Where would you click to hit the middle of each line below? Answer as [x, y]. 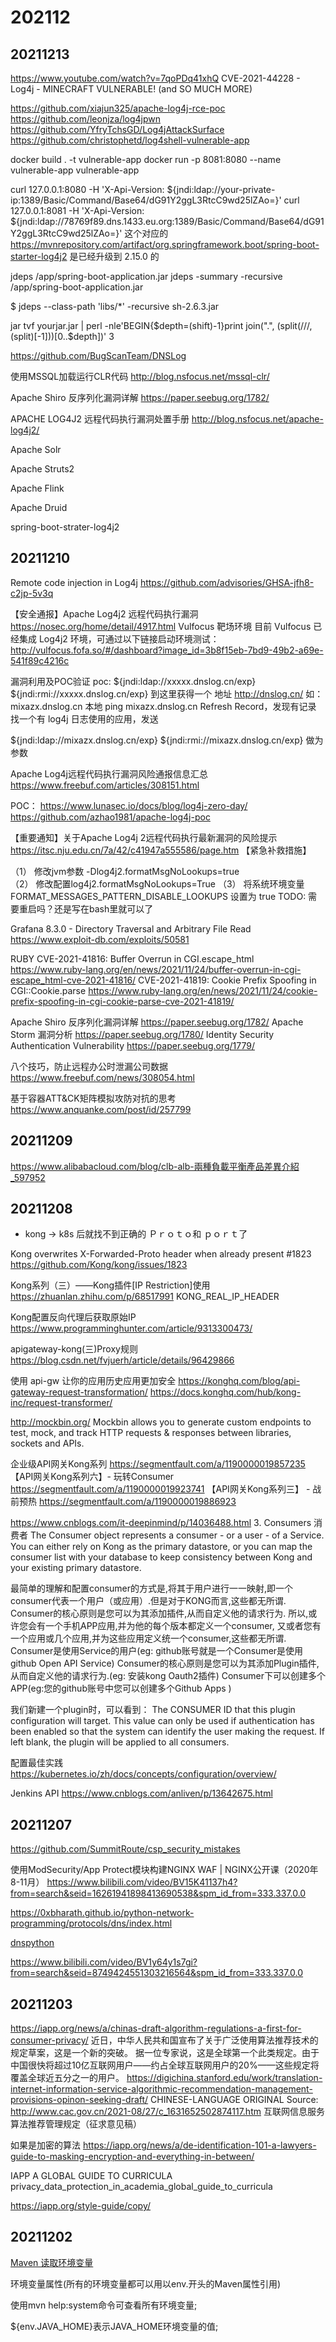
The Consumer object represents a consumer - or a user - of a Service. [177, 1535]
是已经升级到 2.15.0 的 [114, 256]
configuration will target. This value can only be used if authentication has [162, 1721]
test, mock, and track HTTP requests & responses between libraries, [151, 1433]
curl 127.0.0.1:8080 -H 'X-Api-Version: [87, 189]
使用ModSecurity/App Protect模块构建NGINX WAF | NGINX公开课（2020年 [164, 1870]
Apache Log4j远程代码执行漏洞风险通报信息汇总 [109, 773]
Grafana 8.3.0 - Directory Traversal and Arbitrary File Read [131, 928]
